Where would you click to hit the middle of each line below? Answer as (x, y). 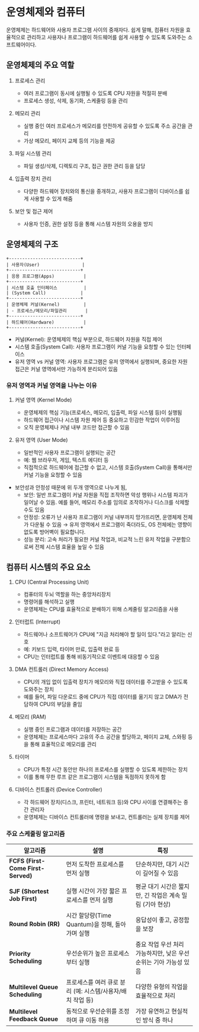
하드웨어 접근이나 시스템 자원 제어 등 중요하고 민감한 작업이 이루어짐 (102, 420)
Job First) (23, 898)
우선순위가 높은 (86, 953)
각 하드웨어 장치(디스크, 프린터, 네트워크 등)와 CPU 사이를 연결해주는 (103, 802)
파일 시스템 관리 (33, 153)
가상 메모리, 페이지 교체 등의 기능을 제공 (69, 141)
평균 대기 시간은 (156, 887)
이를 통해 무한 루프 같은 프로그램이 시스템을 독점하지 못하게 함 (94, 777)
